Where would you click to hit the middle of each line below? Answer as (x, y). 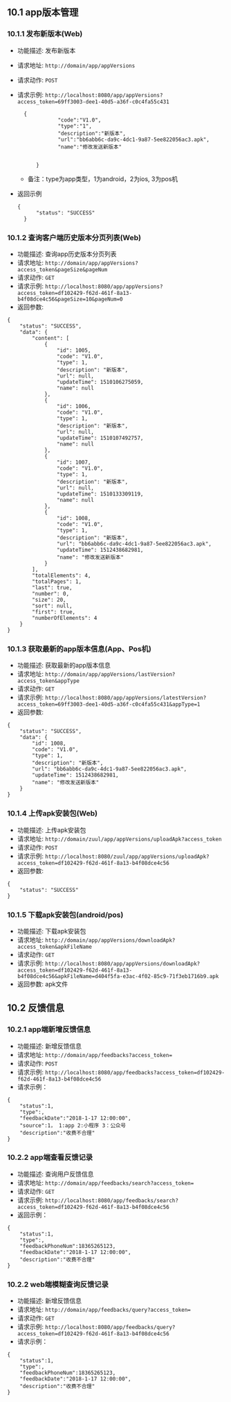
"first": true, (54, 612)
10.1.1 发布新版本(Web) (45, 34)
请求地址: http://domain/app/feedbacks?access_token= (95, 1054)
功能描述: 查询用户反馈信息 (55, 1174)
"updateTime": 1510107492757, (100, 438)
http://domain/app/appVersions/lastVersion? (110, 675)
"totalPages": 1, (57, 582)
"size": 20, (49, 600)
